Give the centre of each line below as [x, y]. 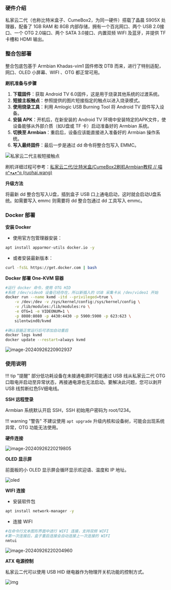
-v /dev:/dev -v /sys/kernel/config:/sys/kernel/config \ [77, 302]
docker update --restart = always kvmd [45, 340]
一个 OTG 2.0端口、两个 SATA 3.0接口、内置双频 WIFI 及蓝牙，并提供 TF [90, 33]
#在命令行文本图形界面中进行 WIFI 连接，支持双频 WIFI [57, 531]
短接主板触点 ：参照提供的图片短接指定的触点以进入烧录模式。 [78, 100]
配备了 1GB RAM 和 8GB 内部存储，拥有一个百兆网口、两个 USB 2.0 [89, 27]
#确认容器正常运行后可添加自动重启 [37, 330]
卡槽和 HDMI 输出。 [26, 39]
